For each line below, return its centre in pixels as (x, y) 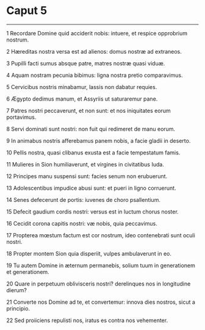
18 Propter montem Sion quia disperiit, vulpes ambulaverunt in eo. (89, 253)
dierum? (17, 290)
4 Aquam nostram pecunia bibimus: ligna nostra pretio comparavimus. (95, 75)
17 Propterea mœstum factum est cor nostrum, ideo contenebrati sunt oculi (101, 235)
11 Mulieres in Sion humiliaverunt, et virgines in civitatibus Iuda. (85, 164)
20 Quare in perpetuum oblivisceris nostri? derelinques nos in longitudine (99, 284)
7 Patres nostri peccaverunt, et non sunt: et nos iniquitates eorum (88, 110)
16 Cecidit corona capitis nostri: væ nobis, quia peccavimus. (82, 223)
